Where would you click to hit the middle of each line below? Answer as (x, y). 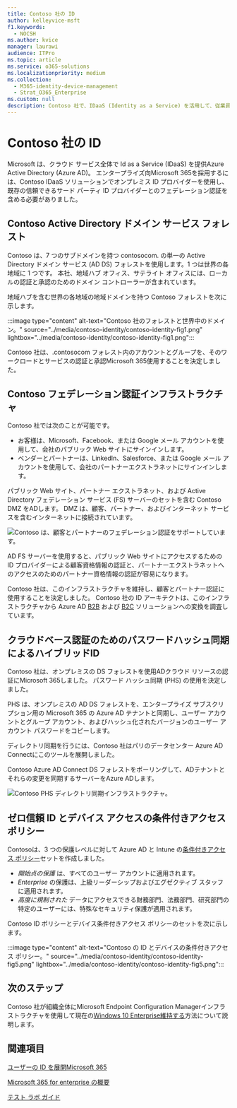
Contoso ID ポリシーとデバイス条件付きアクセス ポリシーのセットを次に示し (118, 924)
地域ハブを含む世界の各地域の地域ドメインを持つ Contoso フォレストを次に (117, 297)
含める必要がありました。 (44, 199)
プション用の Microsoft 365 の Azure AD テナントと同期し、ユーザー (107, 713)
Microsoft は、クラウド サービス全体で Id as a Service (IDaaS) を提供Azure (116, 164)
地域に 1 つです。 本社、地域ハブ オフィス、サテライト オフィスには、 (108, 273)
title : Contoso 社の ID (41, 14)
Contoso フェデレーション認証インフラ (92, 394)
